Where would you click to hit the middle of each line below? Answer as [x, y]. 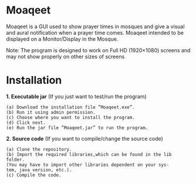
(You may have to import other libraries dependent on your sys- [87, 165]
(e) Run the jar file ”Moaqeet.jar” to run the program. [77, 128]
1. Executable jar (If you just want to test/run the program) [76, 96]
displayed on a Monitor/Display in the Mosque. [62, 39]
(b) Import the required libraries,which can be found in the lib [89, 154]
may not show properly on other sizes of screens [65, 56]
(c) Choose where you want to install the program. [70, 117]
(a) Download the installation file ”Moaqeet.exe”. [70, 107]
